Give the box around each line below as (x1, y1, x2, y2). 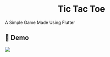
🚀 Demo (5, 34, 29, 42)
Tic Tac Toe (58, 3, 105, 15)
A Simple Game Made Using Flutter (5, 19, 75, 25)
